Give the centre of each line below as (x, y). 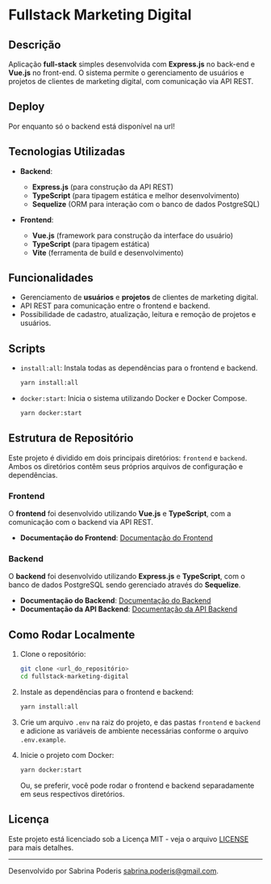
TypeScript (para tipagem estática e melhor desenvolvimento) (136, 195)
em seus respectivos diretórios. (72, 793)
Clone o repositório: (53, 654)
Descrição (35, 45)
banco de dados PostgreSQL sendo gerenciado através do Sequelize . (125, 585)
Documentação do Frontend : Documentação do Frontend (117, 538)
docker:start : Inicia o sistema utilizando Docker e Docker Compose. (133, 399)
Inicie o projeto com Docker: (67, 755)
